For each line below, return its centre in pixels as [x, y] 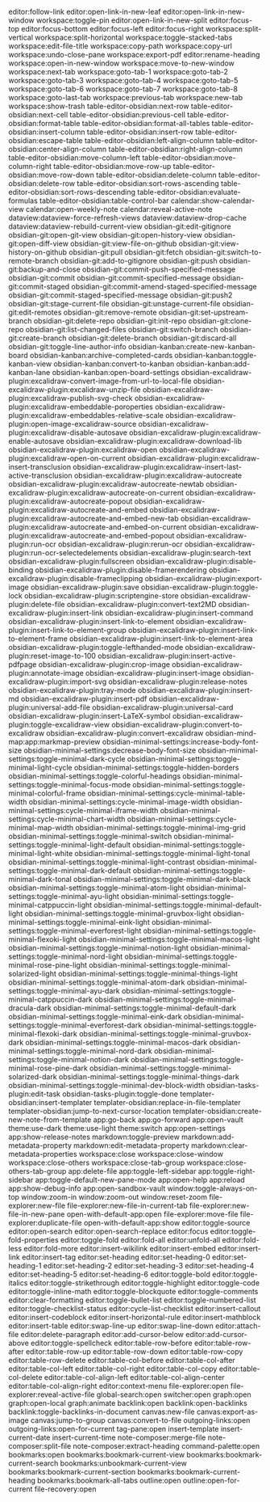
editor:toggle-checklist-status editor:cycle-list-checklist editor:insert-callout [135, 1308]
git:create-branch [37, 338]
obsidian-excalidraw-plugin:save [85, 587]
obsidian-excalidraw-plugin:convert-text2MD [141, 604]
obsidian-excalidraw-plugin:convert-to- [177, 724]
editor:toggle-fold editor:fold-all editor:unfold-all [140, 1240]
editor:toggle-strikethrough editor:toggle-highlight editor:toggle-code [145, 1283]
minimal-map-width [41, 827]
